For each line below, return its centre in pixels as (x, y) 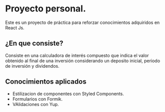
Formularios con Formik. (37, 99)
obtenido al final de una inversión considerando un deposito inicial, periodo (83, 61)
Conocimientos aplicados (46, 82)
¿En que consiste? (34, 44)
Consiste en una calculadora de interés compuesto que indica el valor (77, 55)
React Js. (15, 27)
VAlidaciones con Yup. (35, 104)
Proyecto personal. (46, 9)
